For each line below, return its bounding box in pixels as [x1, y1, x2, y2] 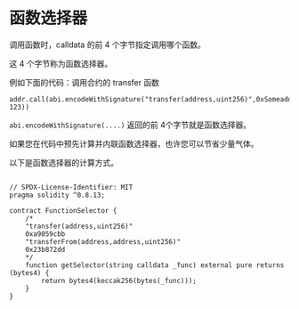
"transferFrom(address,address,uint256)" [25, 237, 181, 246]
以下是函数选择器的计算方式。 [9, 157, 118, 167]
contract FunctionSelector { [9, 206, 117, 215]
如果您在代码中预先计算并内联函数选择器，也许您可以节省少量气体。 [9, 138, 259, 149]
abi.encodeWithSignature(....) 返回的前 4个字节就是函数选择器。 [9, 119, 252, 130]
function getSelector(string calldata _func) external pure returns [25, 260, 285, 270]
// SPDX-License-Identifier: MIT [9, 183, 133, 191]
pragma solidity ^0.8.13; [9, 191, 105, 199]
